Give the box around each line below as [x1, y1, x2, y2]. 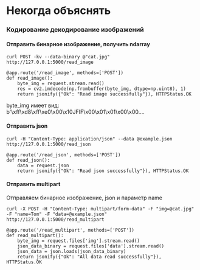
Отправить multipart [6, 181, 61, 188]
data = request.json [17, 162, 69, 168]
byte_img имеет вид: [6, 102, 60, 109]
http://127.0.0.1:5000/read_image [6, 59, 94, 66]
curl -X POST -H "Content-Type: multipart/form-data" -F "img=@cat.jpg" [6, 206, 195, 212]
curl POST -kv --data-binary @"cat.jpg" [6, 54, 111, 60]
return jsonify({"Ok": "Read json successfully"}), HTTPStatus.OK [17, 168, 189, 174]
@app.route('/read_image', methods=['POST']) [6, 70, 123, 76]
